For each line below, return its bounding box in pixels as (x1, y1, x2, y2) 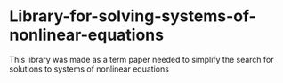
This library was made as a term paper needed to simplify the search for (9, 54, 274, 64)
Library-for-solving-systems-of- (9, 6, 256, 26)
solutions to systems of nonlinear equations (9, 64, 169, 74)
